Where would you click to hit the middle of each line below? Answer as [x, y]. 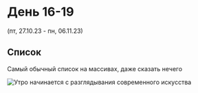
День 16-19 [41, 12]
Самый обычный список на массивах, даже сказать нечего [95, 68]
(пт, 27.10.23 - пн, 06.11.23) [45, 31]
